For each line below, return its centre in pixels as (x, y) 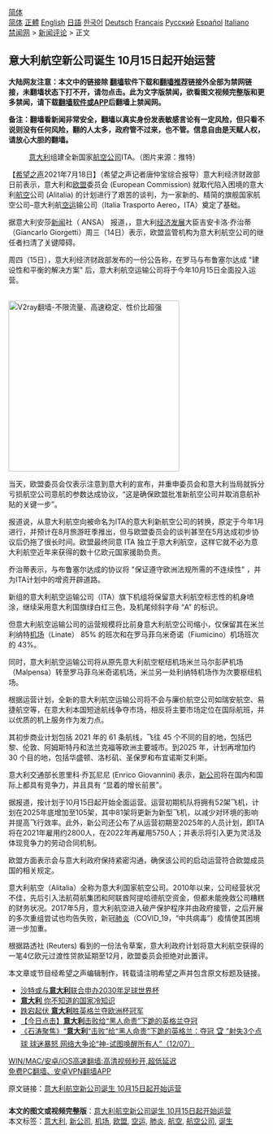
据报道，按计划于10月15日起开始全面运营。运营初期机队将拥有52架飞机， (130, 802)
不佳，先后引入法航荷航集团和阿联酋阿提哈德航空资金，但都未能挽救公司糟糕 (136, 897)
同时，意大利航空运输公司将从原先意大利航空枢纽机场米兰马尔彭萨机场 (126, 661)
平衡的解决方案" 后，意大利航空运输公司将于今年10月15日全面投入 (139, 269)
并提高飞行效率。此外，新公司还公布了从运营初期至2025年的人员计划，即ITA (136, 822)
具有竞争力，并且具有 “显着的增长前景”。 (98, 785)
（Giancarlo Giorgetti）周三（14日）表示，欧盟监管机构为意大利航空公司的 (133, 232)
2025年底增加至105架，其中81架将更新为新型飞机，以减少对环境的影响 (140, 812)
